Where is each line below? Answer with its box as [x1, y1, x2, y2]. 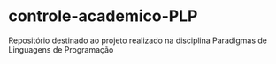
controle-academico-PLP [8, 6, 198, 26]
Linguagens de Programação [8, 44, 114, 54]
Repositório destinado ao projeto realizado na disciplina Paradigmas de [8, 35, 267, 46]
